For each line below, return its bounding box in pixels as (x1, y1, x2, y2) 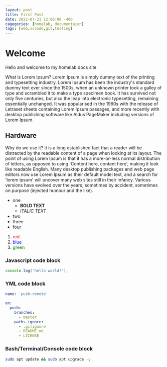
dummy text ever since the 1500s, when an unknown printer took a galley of (5, 85, 162, 91)
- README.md (18, 329, 44, 334)
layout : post (5, 7, 33, 13)
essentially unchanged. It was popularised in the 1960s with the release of (5, 101, 158, 107)
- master (18, 315, 37, 320)
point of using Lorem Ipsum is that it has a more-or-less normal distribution (5, 155, 160, 161)
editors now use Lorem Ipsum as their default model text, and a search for (5, 171, 158, 177)
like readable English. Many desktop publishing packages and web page (5, 166, 154, 172)
